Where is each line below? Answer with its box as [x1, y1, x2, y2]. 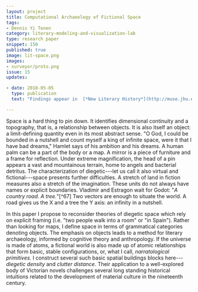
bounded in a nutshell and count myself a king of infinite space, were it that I [6, 136, 192, 143]
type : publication [11, 91, 57, 97]
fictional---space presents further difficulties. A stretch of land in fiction [6, 173, 181, 181]
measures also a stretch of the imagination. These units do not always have [6, 180, 189, 187]
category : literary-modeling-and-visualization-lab [6, 31, 136, 37]
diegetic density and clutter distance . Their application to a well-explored [6, 260, 184, 267]
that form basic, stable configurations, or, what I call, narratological [6, 248, 170, 255]
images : [6, 58, 25, 64]
